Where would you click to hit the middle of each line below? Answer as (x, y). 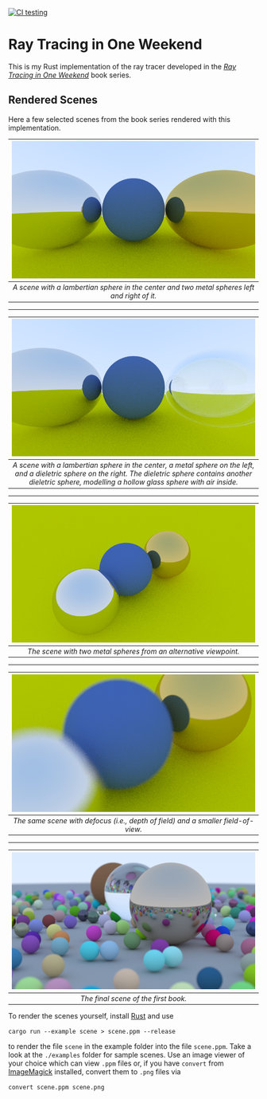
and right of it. (133, 296)
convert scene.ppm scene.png (56, 1088)
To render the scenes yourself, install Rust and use (91, 1016)
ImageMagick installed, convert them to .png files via (95, 1072)
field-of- (239, 820)
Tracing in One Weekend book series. (70, 75)
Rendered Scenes (53, 100)
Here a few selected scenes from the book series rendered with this (119, 119)
